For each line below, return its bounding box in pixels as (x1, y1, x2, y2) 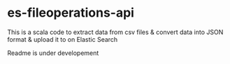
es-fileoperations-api (7, 5, 135, 21)
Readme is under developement (7, 49, 99, 57)
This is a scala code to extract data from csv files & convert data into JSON (7, 28, 224, 36)
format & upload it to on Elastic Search (7, 35, 118, 43)
